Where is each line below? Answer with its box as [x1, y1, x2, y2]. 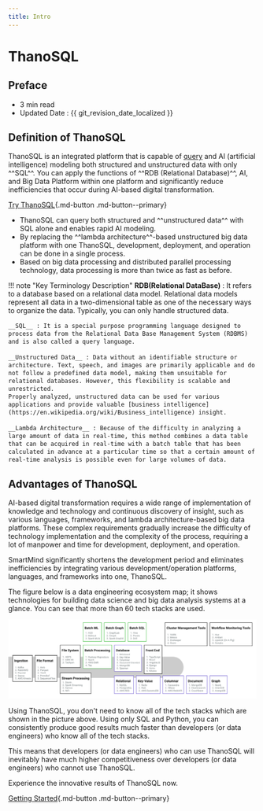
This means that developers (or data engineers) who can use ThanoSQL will [8, 746, 254, 756]
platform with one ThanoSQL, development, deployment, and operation [19, 241, 250, 250]
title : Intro [8, 13, 51, 20]
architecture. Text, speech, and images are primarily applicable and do [8, 362, 256, 370]
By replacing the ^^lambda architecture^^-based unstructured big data [19, 232, 248, 241]
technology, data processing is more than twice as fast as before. [19, 266, 232, 275]
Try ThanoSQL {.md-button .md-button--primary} [8, 201, 168, 210]
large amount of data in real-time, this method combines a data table [8, 433, 248, 441]
